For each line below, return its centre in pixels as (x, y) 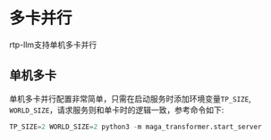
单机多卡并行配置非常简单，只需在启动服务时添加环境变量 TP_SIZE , (131, 98)
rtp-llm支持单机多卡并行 (53, 45)
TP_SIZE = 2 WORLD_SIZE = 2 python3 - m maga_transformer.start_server (135, 127)
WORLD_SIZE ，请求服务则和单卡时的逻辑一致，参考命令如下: (117, 110)
